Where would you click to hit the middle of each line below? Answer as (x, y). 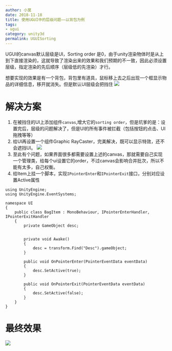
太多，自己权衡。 (40, 167)
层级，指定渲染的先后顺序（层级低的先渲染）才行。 (59, 67)
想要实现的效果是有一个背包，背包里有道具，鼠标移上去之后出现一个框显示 (84, 78)
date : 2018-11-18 (24, 15)
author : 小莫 (18, 10)
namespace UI (19, 203)
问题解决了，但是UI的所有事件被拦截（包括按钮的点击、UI (105, 128)
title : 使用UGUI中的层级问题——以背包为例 (45, 20)
